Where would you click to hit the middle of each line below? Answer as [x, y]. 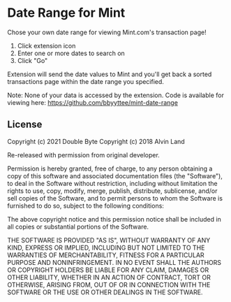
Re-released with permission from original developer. [84, 154]
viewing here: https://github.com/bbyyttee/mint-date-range [92, 102]
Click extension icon [46, 45]
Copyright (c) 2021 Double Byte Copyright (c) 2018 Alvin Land [96, 141]
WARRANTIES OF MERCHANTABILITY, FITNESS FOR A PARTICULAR [106, 255]
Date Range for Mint [66, 13]
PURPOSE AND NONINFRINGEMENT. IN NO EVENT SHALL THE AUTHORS [114, 262]
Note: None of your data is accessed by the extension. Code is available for [116, 95]
